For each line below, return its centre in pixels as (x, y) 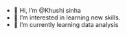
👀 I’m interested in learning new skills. (67, 17)
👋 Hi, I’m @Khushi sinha (47, 10)
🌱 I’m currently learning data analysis (66, 25)
